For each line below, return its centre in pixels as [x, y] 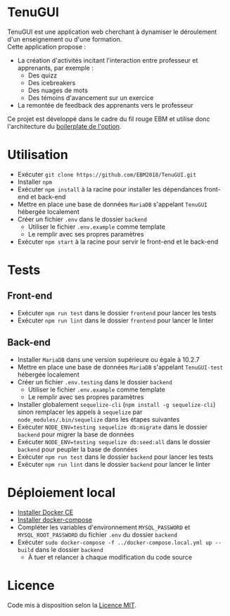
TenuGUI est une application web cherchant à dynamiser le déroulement [112, 32]
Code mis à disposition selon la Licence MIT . [72, 605]
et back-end [48, 196]
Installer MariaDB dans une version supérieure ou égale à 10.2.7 [108, 359]
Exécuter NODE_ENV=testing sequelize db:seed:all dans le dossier [114, 441]
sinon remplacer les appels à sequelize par [80, 412]
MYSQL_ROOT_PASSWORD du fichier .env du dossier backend [97, 534]
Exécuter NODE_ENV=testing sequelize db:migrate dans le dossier [112, 427]
